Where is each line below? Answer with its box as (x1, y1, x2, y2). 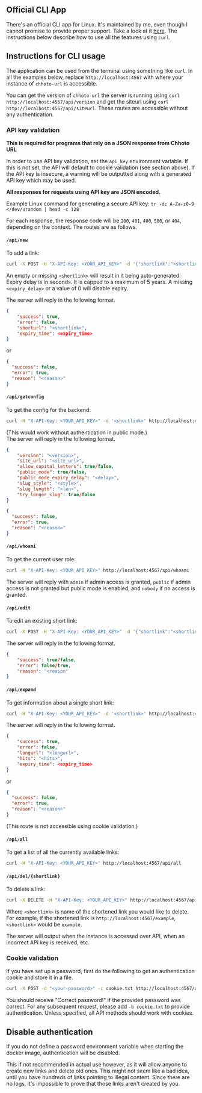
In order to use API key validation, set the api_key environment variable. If (6, 157, 188, 164)
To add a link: (6, 249, 40, 257)
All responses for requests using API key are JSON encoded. (6, 188, 161, 195)
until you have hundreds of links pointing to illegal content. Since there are (6, 1074, 191, 1081)
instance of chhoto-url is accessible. (6, 79, 98, 87)
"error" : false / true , (17, 662, 71, 668)
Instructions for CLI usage (6, 51, 106, 61)
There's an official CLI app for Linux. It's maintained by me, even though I (6, 20, 188, 28)
